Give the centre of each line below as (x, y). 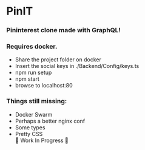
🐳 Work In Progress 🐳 (42, 140)
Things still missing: (37, 101)
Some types (30, 127)
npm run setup (33, 73)
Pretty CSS (29, 134)
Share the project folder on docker (58, 60)
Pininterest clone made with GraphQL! (64, 30)
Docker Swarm (34, 114)
